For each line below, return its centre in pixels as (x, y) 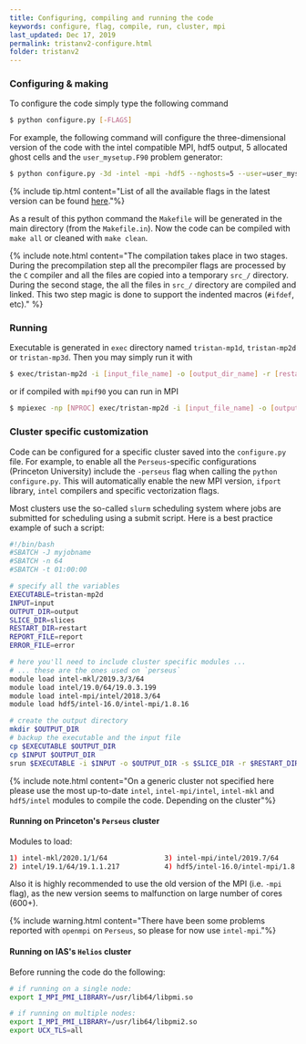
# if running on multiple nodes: (73, 1014)
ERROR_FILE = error (42, 646)
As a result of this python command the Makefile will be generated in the (146, 219)
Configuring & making (59, 84)
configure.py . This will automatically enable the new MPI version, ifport (145, 481)
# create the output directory (69, 721)
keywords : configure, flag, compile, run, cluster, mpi (117, 26)
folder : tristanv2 (44, 52)
